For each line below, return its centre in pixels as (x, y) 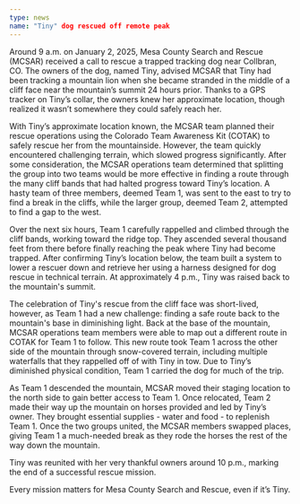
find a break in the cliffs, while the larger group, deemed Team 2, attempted (149, 202)
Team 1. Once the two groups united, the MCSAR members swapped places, (150, 426)
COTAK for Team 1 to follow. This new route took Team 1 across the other (144, 342)
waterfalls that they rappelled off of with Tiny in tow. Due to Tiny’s (130, 361)
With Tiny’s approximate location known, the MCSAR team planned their (142, 126)
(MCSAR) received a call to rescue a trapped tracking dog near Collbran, (143, 61)
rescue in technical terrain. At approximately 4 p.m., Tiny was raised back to (150, 277)
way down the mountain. (55, 445)
